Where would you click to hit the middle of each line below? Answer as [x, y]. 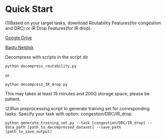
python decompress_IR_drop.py [37, 84]
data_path [15, 127]
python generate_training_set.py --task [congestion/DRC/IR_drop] [75, 123]
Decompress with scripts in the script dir [47, 57]
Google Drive [19, 38]
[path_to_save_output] [29, 132]
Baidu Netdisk [19, 47]
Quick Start [29, 9]
